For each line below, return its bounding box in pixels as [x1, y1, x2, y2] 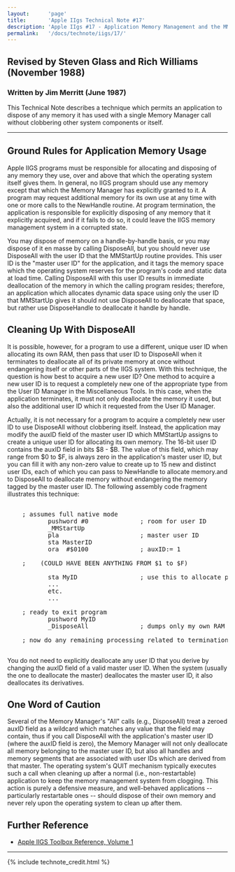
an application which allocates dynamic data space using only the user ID [7, 288, 219, 297]
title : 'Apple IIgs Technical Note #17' [7, 17, 145, 24]
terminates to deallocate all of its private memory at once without [7, 357, 195, 366]
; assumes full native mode [22, 510, 118, 518]
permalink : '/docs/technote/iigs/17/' [7, 29, 127, 37]
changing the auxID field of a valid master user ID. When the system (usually [7, 664, 227, 672]
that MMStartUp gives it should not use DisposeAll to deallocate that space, [7, 296, 225, 304]
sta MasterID [48, 538, 92, 546]
